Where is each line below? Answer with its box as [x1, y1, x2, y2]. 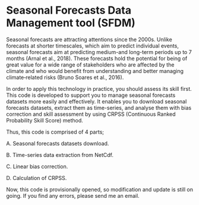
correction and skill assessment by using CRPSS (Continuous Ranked [6, 111, 176, 118]
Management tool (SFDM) [6, 16, 135, 30]
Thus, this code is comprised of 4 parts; [6, 128, 105, 135]
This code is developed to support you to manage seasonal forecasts [6, 92, 176, 99]
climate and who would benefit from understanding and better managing [6, 67, 184, 74]
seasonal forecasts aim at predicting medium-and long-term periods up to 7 [6, 48, 192, 55]
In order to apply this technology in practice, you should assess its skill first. [6, 85, 192, 92]
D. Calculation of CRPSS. [6, 174, 67, 181]
